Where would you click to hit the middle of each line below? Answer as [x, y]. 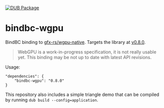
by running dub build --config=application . [52, 100]
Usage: [13, 67]
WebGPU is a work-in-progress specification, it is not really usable [87, 52]
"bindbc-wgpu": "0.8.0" [39, 81]
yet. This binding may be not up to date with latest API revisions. [85, 57]
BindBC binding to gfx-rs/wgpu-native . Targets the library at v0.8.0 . [75, 42]
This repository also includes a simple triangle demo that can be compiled [82, 94]
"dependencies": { [25, 76]
